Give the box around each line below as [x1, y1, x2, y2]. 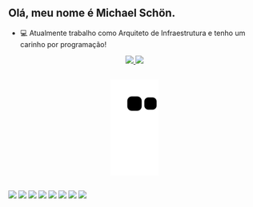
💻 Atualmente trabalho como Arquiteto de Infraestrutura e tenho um [19, 28, 246, 38]
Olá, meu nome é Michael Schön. [8, 6, 176, 20]
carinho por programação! [19, 39, 106, 49]
